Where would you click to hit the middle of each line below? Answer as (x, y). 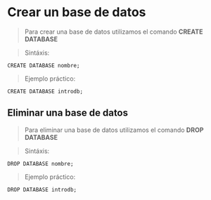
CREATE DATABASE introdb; (45, 91)
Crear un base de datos (77, 12)
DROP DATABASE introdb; (42, 189)
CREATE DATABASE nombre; (44, 65)
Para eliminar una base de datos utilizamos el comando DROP (114, 130)
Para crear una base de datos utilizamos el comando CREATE (114, 32)
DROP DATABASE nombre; (40, 164)
